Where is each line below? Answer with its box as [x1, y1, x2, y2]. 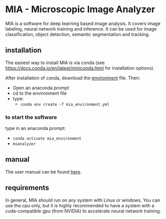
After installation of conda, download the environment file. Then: [5, 75, 141, 81]
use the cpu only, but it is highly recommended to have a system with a [5, 202, 154, 208]
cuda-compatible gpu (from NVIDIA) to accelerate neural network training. [5, 208, 161, 214]
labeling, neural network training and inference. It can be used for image [5, 25, 157, 32]
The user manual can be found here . [5, 169, 82, 175]
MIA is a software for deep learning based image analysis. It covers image [5, 20, 161, 26]
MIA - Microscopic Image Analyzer [5, 4, 155, 15]
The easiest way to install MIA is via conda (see [5, 60, 105, 66]
